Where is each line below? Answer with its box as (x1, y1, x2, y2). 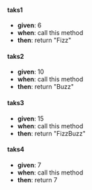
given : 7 (17, 161, 42, 169)
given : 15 (17, 114, 44, 123)
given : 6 (17, 21, 42, 29)
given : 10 (17, 67, 45, 76)
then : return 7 (17, 175, 58, 184)
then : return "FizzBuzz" (17, 129, 86, 137)
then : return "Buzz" (17, 83, 75, 91)
